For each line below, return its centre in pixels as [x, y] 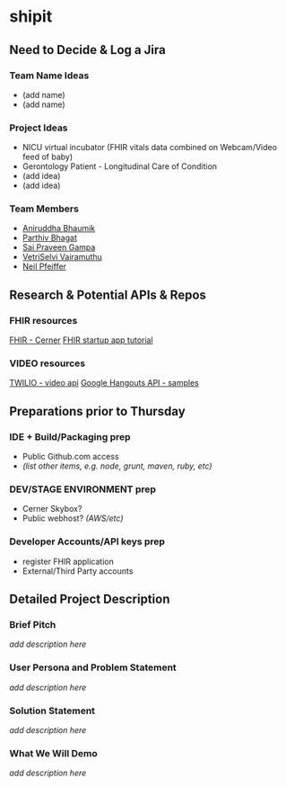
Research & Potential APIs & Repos [108, 295]
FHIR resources [43, 320]
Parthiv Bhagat [50, 238]
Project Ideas [39, 128]
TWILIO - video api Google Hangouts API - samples [104, 383]
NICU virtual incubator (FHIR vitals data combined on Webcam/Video [150, 148]
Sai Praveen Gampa [59, 247]
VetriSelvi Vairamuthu [62, 257]
